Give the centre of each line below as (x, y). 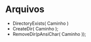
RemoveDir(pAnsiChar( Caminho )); (49, 34)
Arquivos (25, 9)
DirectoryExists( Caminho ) (41, 23)
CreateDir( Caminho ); (35, 28)
